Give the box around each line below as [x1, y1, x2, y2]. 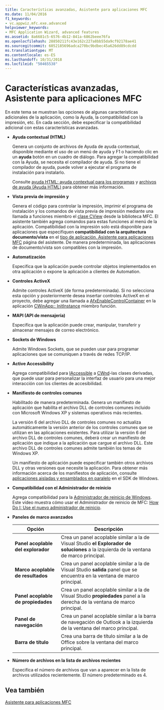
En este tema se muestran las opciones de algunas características [5, 109, 138, 115]
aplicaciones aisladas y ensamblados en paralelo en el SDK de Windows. [12, 475, 159, 481]
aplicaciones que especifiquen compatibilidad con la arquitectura [12, 229, 146, 235]
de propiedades [14, 599, 52, 606]
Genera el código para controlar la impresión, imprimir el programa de [12, 203, 153, 209]
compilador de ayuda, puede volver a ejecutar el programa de [12, 164, 137, 170]
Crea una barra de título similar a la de [61, 633, 148, 640]
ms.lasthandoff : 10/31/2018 [5, 57, 62, 62]
